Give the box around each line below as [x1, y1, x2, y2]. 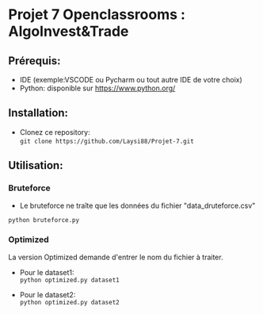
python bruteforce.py [8, 216, 80, 224]
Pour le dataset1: [19, 267, 74, 277]
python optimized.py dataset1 [19, 276, 120, 284]
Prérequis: [8, 54, 61, 67]
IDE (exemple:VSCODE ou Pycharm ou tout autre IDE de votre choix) [19, 75, 243, 84]
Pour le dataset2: [19, 289, 76, 299]
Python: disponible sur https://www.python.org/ [19, 83, 176, 93]
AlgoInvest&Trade [8, 22, 129, 40]
